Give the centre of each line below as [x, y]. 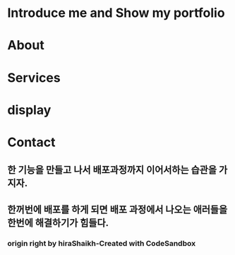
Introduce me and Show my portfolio [116, 13]
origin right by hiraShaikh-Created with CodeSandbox [102, 243]
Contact [31, 142]
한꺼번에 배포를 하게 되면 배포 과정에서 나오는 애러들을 [117, 209]
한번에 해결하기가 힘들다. [58, 223]
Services [34, 77]
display [29, 110]
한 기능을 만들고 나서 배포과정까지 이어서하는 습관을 [112, 170]
